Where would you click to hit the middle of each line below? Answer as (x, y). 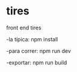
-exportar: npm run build (37, 62)
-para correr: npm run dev (38, 51)
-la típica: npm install (32, 39)
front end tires (24, 28)
